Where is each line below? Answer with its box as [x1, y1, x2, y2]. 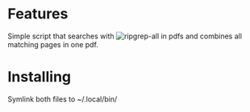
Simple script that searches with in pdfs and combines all [7, 31, 243, 41]
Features [7, 5, 69, 23]
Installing [7, 68, 72, 86]
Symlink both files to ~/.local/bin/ [7, 94, 118, 104]
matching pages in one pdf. [7, 39, 98, 49]
